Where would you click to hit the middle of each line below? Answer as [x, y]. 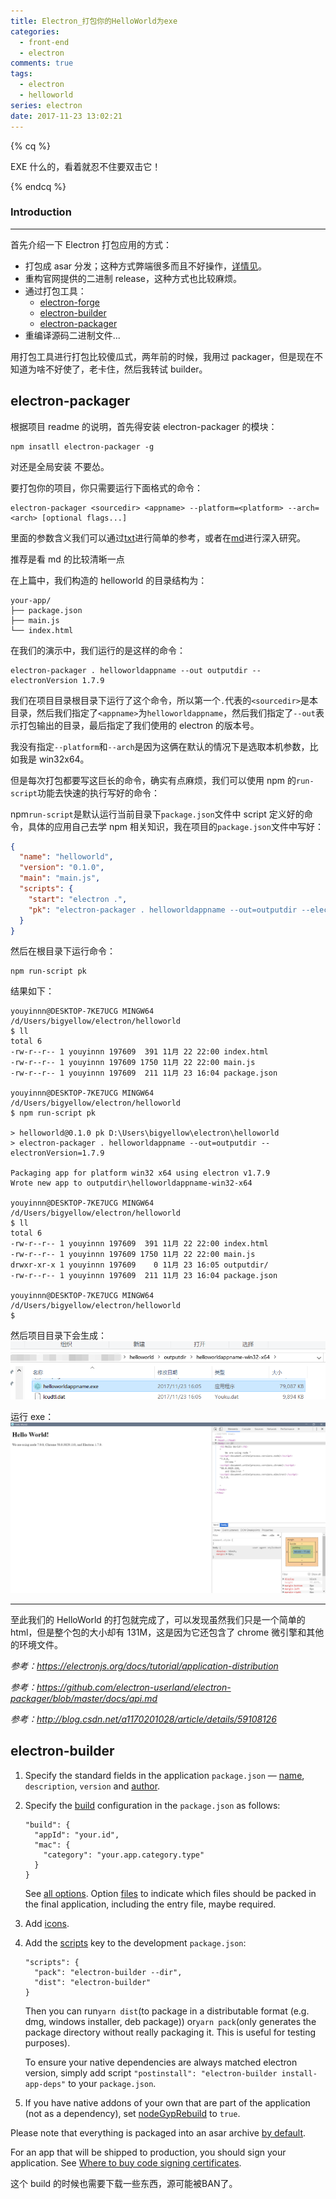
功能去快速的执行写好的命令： [98, 792]
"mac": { [52, 1845]
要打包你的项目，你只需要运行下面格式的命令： [106, 487]
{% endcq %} [38, 186]
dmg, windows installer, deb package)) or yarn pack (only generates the [170, 2021]
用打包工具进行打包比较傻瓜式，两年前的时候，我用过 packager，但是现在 [162, 356]
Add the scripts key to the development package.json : [135, 1942]
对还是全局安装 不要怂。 [60, 466]
